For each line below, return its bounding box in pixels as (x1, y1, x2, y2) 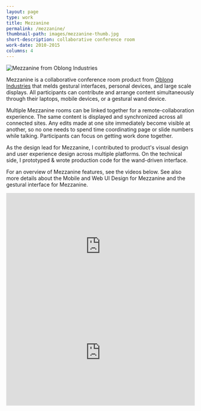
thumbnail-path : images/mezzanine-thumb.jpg (6, 31, 119, 37)
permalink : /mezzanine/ (6, 25, 66, 32)
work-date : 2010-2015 (6, 43, 60, 49)
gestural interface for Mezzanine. (6, 181, 89, 188)
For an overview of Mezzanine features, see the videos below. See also (6, 168, 182, 175)
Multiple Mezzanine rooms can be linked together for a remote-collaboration (6, 106, 194, 114)
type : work (6, 14, 33, 20)
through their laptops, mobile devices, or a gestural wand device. (6, 95, 166, 102)
